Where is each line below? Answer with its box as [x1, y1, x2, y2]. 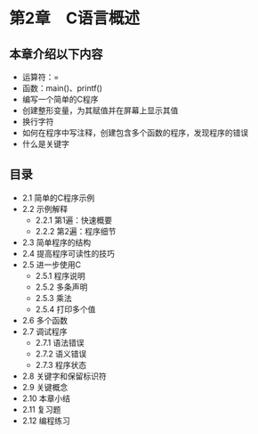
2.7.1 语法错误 [35, 337, 85, 348]
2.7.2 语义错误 [35, 348, 87, 359]
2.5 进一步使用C [21, 259, 82, 270]
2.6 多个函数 [21, 315, 69, 325]
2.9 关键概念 [21, 381, 69, 392]
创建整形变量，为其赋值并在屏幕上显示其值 [21, 105, 179, 116]
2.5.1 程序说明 [35, 270, 86, 281]
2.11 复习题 [21, 404, 61, 414]
